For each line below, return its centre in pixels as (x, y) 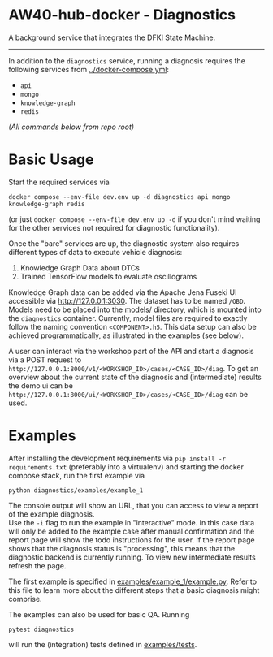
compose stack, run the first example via (76, 475)
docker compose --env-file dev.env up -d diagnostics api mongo (119, 197)
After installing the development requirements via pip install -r (117, 458)
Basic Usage (51, 160)
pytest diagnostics (41, 629)
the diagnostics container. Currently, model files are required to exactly (128, 318)
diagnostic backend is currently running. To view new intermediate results (132, 557)
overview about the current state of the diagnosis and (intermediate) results (135, 377)
